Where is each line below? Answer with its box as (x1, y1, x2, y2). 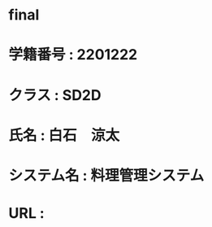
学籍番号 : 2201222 (8, 46, 138, 64)
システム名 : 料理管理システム (8, 166, 205, 185)
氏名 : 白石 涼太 (8, 126, 120, 144)
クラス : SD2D (8, 85, 102, 104)
